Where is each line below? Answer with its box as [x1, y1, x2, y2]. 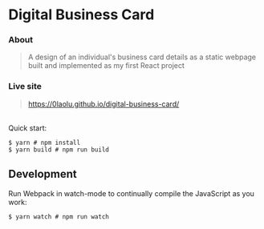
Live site [8, 81, 42, 92]
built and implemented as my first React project [27, 61, 185, 70]
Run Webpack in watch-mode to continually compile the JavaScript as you [8, 188, 255, 198]
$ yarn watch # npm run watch [8, 212, 110, 221]
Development [8, 167, 78, 181]
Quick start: [8, 123, 47, 133]
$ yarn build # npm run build [8, 146, 110, 154]
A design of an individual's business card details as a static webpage [27, 52, 257, 62]
